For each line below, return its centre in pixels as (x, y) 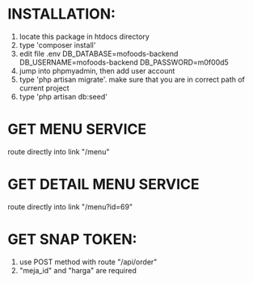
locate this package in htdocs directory (84, 36)
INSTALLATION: (62, 14)
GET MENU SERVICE (77, 129)
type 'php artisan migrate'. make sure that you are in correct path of (132, 79)
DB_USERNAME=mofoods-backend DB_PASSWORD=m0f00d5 (124, 62)
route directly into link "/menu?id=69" (70, 206)
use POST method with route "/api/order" (88, 262)
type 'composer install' (57, 44)
